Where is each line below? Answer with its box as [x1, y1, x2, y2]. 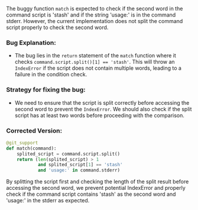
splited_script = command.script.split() [17, 151, 120, 157]
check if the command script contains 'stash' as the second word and [6, 190, 176, 198]
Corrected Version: [6, 127, 63, 135]
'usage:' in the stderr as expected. [6, 197, 90, 204]
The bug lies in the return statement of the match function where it [14, 52, 176, 59]
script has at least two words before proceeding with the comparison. [14, 112, 185, 119]
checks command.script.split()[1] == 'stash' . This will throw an [14, 59, 176, 66]
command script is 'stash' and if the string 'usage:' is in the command [6, 11, 176, 18]
